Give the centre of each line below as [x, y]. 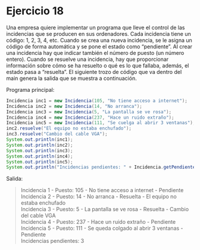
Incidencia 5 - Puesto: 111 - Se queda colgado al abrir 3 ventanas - [102, 229]
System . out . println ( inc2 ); [40, 145]
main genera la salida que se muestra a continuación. [71, 78]
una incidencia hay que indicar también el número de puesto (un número [95, 53]
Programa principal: [30, 89]
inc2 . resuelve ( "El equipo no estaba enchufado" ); [69, 129]
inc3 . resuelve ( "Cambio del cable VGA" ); [57, 134]
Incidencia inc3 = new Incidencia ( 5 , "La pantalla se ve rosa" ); [89, 112]
